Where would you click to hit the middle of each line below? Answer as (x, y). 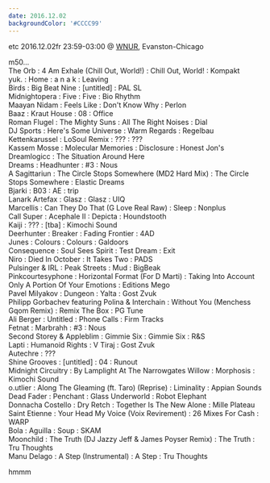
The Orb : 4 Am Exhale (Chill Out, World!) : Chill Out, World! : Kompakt (124, 70)
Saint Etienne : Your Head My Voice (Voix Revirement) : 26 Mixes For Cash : (134, 413)
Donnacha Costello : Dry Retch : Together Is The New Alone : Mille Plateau (132, 405)
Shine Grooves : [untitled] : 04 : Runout (73, 362)
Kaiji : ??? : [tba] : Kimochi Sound (63, 225)
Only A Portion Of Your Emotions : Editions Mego (89, 285)
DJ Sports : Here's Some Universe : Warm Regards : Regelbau (111, 131)
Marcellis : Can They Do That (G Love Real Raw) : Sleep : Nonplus (117, 207)
